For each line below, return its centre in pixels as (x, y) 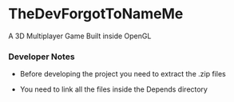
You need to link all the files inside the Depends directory (113, 89)
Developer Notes (42, 57)
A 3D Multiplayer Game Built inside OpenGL (80, 36)
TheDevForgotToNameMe (96, 14)
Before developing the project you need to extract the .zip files (123, 74)
